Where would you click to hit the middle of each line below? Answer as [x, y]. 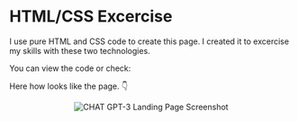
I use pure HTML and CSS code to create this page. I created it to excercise [149, 41]
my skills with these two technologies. [80, 50]
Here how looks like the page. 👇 [69, 86]
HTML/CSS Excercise [91, 17]
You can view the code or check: [70, 68]
